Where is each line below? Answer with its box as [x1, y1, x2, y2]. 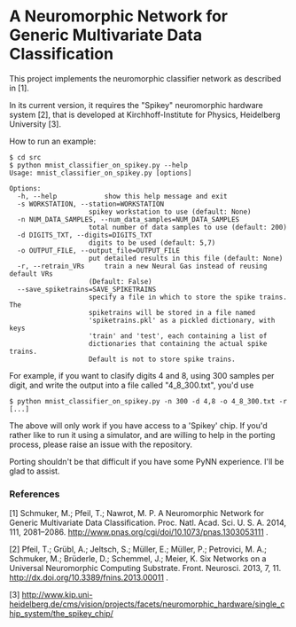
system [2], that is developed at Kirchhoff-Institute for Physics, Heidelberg [9, 109, 281, 120]
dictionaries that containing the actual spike [88, 339, 268, 348]
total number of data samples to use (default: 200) [88, 223, 288, 231]
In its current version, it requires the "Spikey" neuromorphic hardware [9, 99, 263, 110]
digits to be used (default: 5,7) [88, 238, 216, 247]
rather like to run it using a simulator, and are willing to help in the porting [9, 429, 276, 440]
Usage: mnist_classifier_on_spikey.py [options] [9, 169, 192, 177]
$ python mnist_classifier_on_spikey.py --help [9, 161, 189, 169]
